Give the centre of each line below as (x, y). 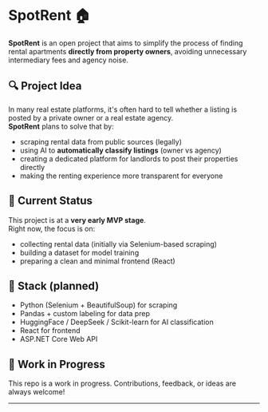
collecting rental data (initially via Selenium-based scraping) (118, 244)
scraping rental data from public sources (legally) (100, 141)
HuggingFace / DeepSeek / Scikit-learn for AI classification (116, 322)
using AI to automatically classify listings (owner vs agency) (120, 150)
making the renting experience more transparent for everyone (121, 176)
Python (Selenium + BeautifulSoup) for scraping (99, 305)
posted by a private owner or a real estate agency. (91, 117)
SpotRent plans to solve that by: (61, 126)
